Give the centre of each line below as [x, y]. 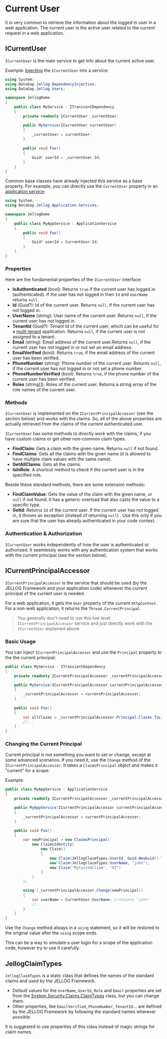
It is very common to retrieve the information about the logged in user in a [81, 22]
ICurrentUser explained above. [49, 628]
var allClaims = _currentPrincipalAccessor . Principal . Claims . [89, 717]
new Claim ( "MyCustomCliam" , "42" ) [85, 867]
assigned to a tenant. [34, 337]
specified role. [27, 475]
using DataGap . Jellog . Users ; [35, 89]
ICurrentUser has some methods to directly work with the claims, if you [78, 434]
